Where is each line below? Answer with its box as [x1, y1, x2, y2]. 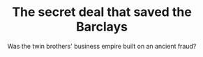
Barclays [76, 19, 128, 35]
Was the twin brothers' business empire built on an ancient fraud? [7, 42, 197, 50]
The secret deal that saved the [12, 4, 192, 20]
